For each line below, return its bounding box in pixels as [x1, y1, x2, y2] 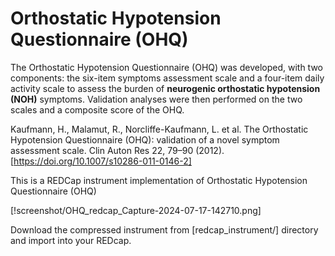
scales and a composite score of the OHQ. [10, 103, 185, 116]
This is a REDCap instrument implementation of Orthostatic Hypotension [10, 174, 308, 186]
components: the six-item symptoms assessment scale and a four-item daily [10, 72, 325, 84]
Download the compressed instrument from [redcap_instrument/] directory [10, 223, 319, 236]
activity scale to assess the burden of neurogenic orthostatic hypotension [10, 82, 321, 94]
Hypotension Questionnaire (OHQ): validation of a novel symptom [10, 133, 280, 146]
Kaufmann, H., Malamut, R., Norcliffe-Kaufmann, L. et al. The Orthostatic [10, 123, 309, 135]
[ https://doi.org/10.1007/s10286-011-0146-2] [10, 155, 192, 167]
